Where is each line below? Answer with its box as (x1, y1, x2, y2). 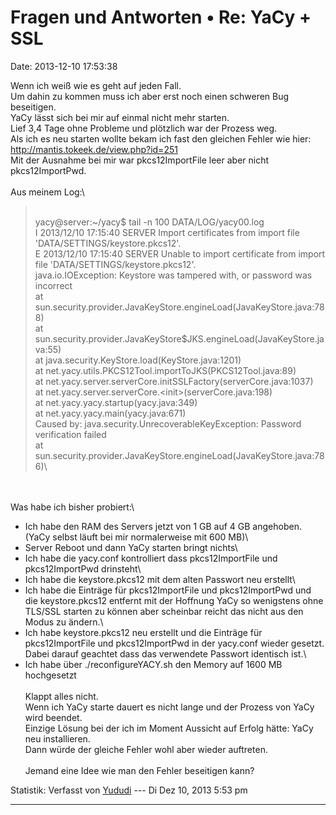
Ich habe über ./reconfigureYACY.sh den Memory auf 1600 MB (24, 658, 283, 670)
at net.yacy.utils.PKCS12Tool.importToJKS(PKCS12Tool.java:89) (34, 364, 297, 376)
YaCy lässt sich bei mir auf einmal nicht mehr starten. (10, 111, 230, 123)
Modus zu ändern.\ (24, 616, 104, 628)
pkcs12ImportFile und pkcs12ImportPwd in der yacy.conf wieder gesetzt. (24, 637, 325, 649)
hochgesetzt (24, 669, 77, 681)
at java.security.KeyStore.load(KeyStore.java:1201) (34, 354, 242, 366)
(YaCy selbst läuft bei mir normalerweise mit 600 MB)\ (24, 531, 249, 543)
